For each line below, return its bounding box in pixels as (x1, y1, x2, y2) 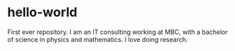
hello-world (7, 4, 78, 21)
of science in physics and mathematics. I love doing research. (7, 35, 188, 43)
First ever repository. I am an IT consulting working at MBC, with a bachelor (7, 28, 229, 36)
